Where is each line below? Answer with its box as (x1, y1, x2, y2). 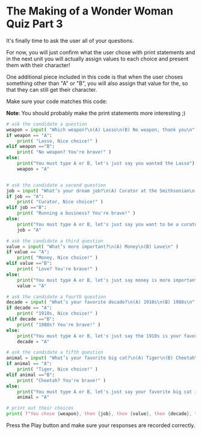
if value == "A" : (6, 249, 50, 255)
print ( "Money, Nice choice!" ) (17, 255, 98, 261)
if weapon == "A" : (6, 132, 52, 138)
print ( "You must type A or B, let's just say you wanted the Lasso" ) (17, 160, 195, 167)
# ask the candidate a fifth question (6, 349, 103, 355)
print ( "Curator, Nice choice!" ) (17, 199, 103, 205)
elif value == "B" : (6, 261, 52, 267)
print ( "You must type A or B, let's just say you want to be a (17, 221, 179, 227)
